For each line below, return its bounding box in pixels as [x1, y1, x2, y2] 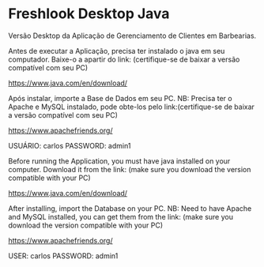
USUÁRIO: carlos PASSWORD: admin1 [8, 141, 131, 150]
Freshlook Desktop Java [8, 5, 170, 23]
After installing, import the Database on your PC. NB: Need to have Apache [8, 203, 252, 213]
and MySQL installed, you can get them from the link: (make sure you [8, 212, 233, 221]
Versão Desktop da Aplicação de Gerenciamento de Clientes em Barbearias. [8, 31, 257, 40]
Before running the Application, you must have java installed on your [8, 156, 231, 166]
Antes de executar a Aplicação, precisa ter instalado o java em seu [8, 46, 225, 55]
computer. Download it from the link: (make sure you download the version [8, 164, 251, 174]
